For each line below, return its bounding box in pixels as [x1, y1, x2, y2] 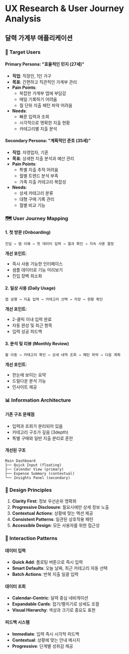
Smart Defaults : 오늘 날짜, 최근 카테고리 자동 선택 [12, 565, 108, 571]
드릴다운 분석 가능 [12, 378, 46, 384]
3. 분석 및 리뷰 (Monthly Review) [5, 340, 69, 346]
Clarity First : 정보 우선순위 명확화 [12, 498, 77, 504]
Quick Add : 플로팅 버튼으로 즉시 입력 [12, 559, 83, 565]
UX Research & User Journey [5, 3, 125, 14]
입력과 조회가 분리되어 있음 [12, 423, 63, 429]
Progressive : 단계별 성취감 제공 [12, 643, 74, 649]
